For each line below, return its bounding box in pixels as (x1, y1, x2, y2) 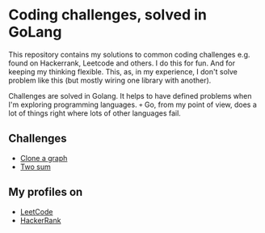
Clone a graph (19, 153, 68, 163)
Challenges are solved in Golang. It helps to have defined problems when (8, 91, 252, 100)
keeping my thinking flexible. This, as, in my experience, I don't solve (8, 66, 238, 76)
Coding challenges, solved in (8, 6, 208, 24)
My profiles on (8, 185, 83, 199)
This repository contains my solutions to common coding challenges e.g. (8, 49, 250, 59)
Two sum (19, 162, 51, 172)
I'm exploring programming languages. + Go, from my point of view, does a (8, 100, 257, 109)
